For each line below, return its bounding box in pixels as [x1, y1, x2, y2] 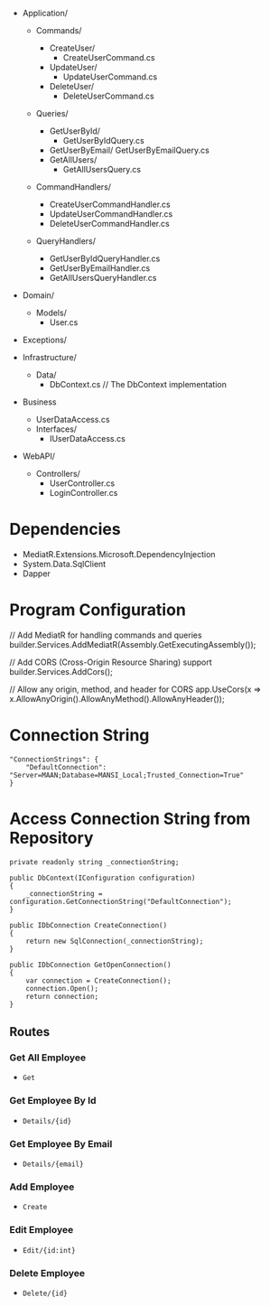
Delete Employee [9, 1266, 86, 1279]
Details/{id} [22, 1116, 72, 1125]
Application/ [22, 8, 69, 18]
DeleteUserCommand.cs [62, 90, 155, 101]
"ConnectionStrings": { [9, 754, 99, 764]
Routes [9, 1024, 51, 1040]
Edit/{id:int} [22, 1245, 76, 1255]
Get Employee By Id [9, 1095, 97, 1107]
